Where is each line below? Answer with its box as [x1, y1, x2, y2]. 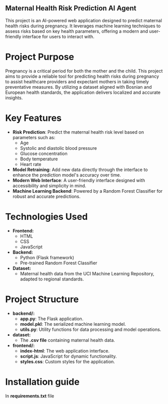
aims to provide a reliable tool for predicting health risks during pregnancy [5, 73, 159, 79]
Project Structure [5, 294, 79, 305]
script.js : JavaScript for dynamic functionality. [20, 353, 117, 359]
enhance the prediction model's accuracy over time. [12, 171, 121, 178]
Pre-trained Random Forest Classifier [20, 260, 97, 266]
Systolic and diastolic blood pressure [20, 145, 97, 151]
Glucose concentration [20, 150, 68, 156]
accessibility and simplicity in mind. [12, 183, 87, 189]
